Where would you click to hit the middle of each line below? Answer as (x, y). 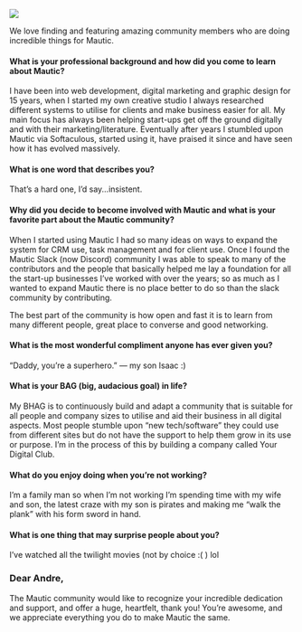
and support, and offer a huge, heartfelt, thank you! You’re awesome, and (146, 608)
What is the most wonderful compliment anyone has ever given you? (141, 345)
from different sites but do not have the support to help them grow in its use (151, 435)
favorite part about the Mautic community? (92, 220)
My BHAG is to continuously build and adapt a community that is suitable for (151, 406)
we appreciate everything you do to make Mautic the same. (120, 617)
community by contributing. (61, 297)
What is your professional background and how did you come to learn (143, 61)
